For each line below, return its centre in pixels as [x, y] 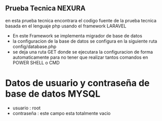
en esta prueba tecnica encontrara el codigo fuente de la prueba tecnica [81, 20]
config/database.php [34, 46]
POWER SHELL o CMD [36, 62]
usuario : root [27, 108]
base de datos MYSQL [53, 94]
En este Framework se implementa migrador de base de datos [77, 35]
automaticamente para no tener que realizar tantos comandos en [80, 57]
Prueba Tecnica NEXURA [46, 8]
